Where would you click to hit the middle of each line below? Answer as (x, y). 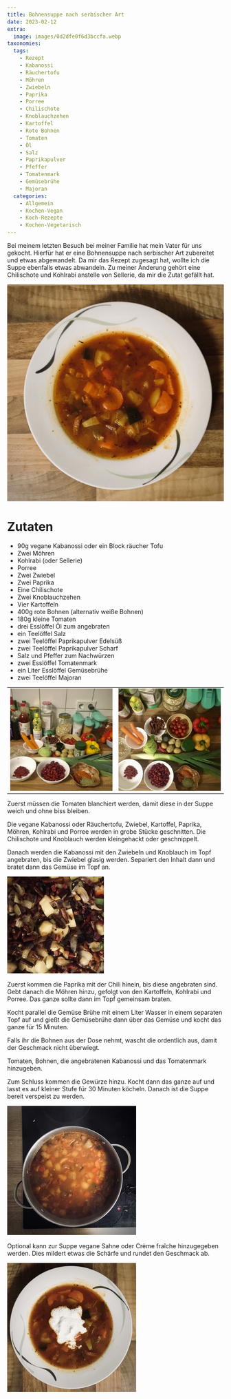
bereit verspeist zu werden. (46, 1096)
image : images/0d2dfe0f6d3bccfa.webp (67, 36)
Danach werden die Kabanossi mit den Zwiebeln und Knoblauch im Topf (109, 852)
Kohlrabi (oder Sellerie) (50, 560)
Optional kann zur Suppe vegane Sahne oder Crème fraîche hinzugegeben (113, 1246)
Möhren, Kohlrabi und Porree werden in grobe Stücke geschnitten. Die (107, 832)
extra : (16, 29)
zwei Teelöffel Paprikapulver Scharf (67, 648)
